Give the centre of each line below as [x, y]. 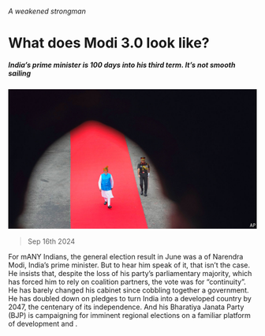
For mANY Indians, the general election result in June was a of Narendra [126, 257]
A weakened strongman [47, 11]
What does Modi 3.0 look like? [109, 43]
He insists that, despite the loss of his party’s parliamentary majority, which [130, 274]
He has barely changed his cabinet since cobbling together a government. [129, 290]
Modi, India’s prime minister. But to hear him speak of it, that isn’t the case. [129, 265]
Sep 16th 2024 [51, 241]
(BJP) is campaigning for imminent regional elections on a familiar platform [129, 315]
